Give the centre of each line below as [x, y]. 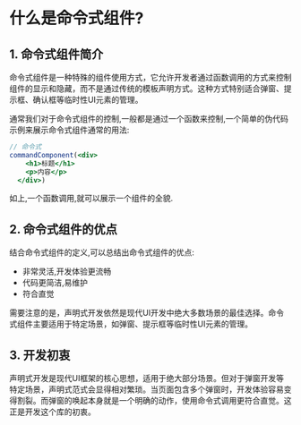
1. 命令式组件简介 [56, 54]
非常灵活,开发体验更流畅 [67, 272]
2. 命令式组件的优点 [64, 229]
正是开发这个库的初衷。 [52, 412]
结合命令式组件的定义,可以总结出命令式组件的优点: [102, 252]
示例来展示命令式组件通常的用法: [69, 130]
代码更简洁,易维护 [55, 283]
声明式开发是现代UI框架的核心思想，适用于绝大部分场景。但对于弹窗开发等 [147, 378]
